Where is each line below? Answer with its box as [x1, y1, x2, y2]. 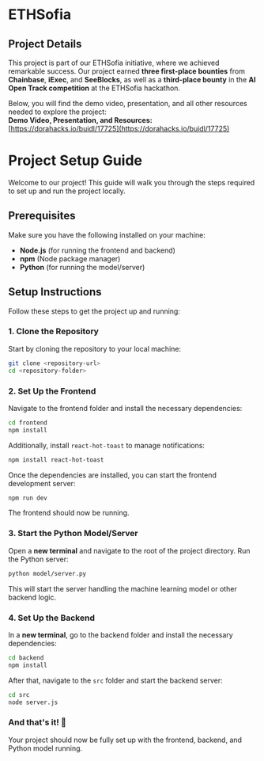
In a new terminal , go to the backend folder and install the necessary [8, 630, 233, 639]
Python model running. [8, 743, 83, 753]
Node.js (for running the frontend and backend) [19, 245, 176, 255]
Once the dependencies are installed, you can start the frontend [8, 470, 217, 480]
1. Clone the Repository [8, 326, 99, 337]
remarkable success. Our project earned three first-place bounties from [8, 67, 245, 76]
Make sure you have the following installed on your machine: [8, 230, 206, 239]
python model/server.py [8, 569, 87, 577]
